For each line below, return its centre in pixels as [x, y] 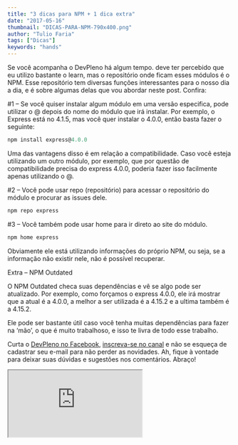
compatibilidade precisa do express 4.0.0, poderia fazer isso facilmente [112, 168]
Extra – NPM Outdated [40, 272]
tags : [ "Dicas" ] [31, 41]
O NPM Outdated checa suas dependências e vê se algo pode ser [104, 286]
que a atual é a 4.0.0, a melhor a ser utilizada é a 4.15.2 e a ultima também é [118, 301]
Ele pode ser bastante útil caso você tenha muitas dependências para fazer [118, 322]
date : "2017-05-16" [36, 21]
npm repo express [33, 210]
